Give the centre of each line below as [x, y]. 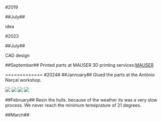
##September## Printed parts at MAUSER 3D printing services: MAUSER [79, 65]
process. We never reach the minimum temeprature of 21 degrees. [73, 105]
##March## [17, 115]
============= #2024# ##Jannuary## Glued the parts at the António [80, 75]
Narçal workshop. [23, 80]
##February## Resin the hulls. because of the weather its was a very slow [81, 100]
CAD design [17, 55]
